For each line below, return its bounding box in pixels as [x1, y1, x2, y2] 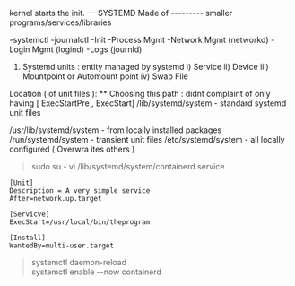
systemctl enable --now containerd [30, 266, 161, 277]
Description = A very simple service [9, 186, 151, 195]
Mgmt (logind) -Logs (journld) [31, 44, 143, 55]
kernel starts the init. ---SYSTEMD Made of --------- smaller [9, 8, 233, 18]
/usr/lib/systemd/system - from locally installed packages [9, 125, 222, 135]
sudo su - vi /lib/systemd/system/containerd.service [30, 161, 225, 171]
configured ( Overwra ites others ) [9, 143, 135, 154]
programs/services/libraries [9, 17, 112, 28]
